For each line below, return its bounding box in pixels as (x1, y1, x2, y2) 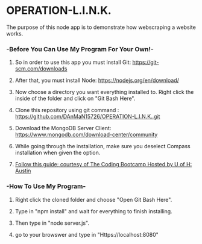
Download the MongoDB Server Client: (14, 125, 112, 132)
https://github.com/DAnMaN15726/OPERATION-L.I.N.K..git (14, 113, 160, 120)
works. (6, 30, 24, 37)
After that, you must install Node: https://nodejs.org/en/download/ (14, 77, 179, 84)
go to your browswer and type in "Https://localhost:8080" (14, 231, 159, 238)
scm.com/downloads (14, 65, 68, 72)
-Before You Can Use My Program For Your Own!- (6, 45, 154, 53)
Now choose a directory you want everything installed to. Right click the (14, 89, 194, 96)
